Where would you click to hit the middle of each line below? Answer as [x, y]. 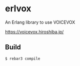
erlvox [18, 9]
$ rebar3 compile [23, 59]
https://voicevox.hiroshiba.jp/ [34, 32]
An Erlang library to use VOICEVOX [40, 22]
